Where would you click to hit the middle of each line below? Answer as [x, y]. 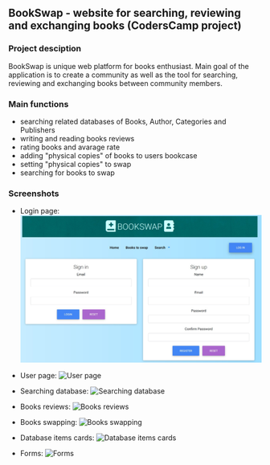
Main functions [39, 104]
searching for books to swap [67, 173]
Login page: [40, 211]
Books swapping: [49, 422]
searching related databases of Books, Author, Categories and [123, 121]
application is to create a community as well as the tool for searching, [123, 75]
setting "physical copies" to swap [76, 164]
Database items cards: [57, 438]
